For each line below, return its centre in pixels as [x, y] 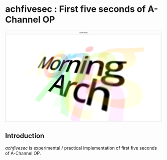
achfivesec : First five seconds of [75, 9]
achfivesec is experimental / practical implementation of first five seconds [81, 148]
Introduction [25, 136]
